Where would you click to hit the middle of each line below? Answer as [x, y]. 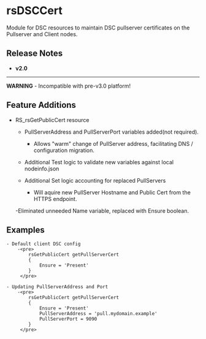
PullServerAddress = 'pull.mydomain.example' [98, 314]
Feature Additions [41, 105]
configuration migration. [64, 150]
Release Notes [35, 54]
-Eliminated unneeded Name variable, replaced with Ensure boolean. [102, 211]
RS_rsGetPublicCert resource [52, 120]
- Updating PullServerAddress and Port [57, 287]
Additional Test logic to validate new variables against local [99, 162]
